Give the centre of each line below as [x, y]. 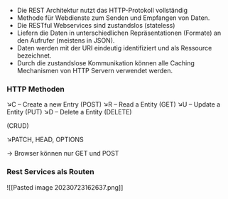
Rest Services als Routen [50, 172]
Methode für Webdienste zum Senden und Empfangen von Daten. [113, 18]
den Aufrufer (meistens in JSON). [66, 41]
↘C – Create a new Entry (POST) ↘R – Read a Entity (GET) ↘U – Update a [114, 104]
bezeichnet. [34, 55]
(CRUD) [18, 126]
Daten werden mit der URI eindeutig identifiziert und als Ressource [114, 48]
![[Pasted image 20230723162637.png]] [65, 187]
